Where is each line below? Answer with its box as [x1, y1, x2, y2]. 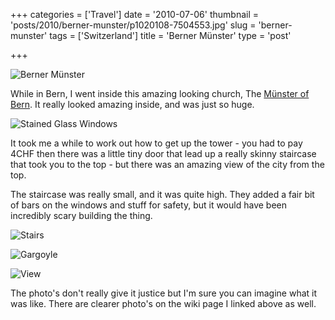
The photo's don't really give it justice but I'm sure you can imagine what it [10, 287, 318, 299]
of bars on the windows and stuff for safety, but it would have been [10, 199, 287, 211]
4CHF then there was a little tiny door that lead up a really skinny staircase [10, 148, 317, 159]
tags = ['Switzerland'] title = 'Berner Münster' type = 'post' [49, 30, 292, 41]
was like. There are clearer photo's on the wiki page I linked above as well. [10, 298, 317, 309]
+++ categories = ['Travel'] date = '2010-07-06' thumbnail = [10, 9, 260, 20]
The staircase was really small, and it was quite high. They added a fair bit [10, 189, 315, 200]
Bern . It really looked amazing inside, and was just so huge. [10, 99, 255, 110]
